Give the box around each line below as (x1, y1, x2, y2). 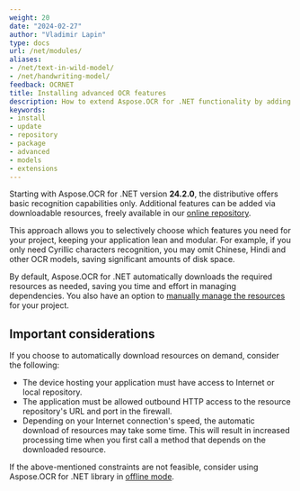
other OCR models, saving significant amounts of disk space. (9, 254, 235, 265)
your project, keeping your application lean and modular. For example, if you (9, 235, 292, 246)
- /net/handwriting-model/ (9, 72, 110, 81)
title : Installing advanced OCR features (9, 88, 167, 97)
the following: (9, 359, 60, 370)
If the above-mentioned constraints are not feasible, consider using (9, 461, 259, 473)
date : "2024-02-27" (9, 22, 83, 31)
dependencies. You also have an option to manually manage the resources (9, 290, 286, 302)
